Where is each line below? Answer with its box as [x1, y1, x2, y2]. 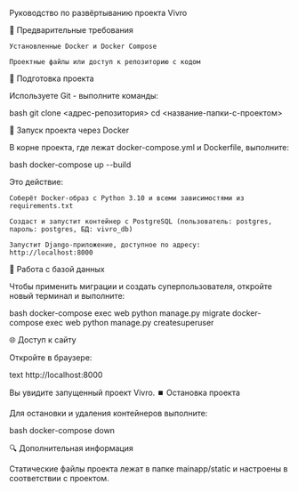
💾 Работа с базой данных [9, 264, 105, 274]
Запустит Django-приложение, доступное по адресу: [9, 240, 201, 249]
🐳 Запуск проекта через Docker [9, 125, 130, 135]
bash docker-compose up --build [9, 159, 132, 170]
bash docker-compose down [9, 425, 116, 435]
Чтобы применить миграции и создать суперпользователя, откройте [9, 281, 273, 292]
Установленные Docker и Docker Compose [9, 42, 157, 51]
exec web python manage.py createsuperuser [45, 318, 214, 327]
